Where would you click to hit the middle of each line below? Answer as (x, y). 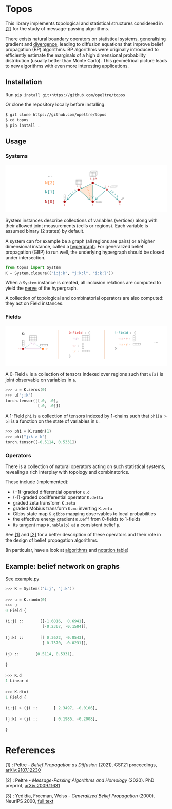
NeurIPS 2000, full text (30, 801)
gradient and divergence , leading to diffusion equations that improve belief (84, 44)
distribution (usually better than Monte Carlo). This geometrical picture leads (86, 60)
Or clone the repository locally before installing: (56, 104)
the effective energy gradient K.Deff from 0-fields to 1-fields (77, 519)
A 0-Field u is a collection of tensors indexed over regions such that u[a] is (84, 374)
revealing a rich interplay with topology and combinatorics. (68, 472)
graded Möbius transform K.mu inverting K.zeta (62, 508)
